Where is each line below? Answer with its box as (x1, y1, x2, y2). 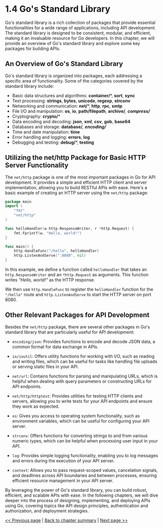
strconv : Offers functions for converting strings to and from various (12, 433, 148, 439)
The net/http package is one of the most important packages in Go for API (5, 174, 156, 180)
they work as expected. (12, 403, 60, 409)
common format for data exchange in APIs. (12, 344, 99, 350)
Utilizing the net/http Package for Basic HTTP (5, 154, 146, 162)
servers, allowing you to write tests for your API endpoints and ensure (12, 398, 153, 404)
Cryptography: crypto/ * (12, 113, 61, 119)
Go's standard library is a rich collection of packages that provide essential (5, 20, 156, 25)
